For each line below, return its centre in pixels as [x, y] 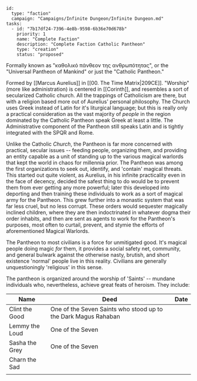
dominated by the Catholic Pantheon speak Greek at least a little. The [90, 120]
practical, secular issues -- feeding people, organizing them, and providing [96, 150]
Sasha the [23, 343]
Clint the [21, 309]
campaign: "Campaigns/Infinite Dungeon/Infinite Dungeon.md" [88, 19]
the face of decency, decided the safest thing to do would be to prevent [93, 181]
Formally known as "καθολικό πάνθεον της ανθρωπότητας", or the [87, 65]
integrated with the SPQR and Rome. [50, 133]
